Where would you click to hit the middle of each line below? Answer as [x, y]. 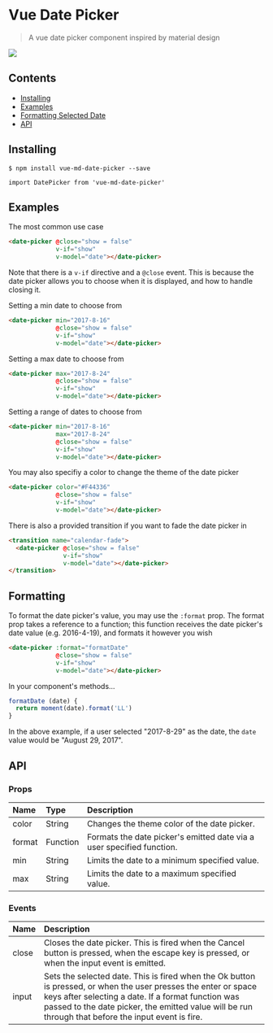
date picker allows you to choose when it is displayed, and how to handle [131, 281]
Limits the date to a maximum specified [162, 874]
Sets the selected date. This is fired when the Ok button [149, 976]
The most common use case [56, 227]
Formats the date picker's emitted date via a [170, 837]
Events [22, 908]
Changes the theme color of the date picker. [171, 823]
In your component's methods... [62, 686]
